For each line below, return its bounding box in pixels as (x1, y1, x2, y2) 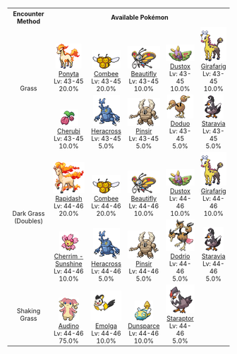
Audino (58, 322, 80, 330)
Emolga (95, 322, 118, 330)
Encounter (13, 9, 44, 18)
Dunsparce (128, 322, 160, 330)
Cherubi (56, 126, 81, 135)
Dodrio (170, 252, 190, 260)
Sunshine (55, 260, 83, 268)
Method (16, 17, 41, 25)
